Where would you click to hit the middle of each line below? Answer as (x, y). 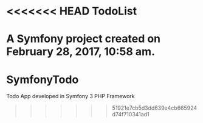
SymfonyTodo (43, 79)
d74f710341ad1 (131, 115)
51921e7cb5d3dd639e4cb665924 (155, 108)
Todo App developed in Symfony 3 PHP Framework (71, 96)
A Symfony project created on (84, 39)
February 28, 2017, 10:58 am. (81, 52)
